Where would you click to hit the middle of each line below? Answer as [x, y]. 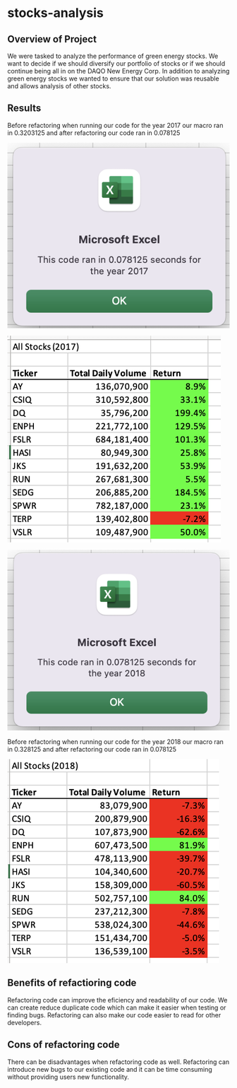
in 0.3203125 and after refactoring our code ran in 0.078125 [94, 133]
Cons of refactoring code [63, 1045]
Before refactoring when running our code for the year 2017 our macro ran [115, 125]
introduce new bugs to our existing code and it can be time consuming [110, 1069]
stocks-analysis [55, 13]
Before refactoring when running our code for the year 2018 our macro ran [116, 742]
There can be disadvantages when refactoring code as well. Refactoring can [119, 1062]
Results [24, 108]
